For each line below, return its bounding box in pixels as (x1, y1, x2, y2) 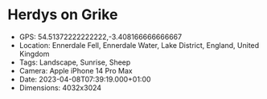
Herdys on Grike (7, 6, 118, 24)
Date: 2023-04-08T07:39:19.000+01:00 (18, 74, 151, 84)
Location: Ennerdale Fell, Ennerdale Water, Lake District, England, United (18, 40, 260, 49)
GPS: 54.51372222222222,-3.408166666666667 (18, 32, 183, 42)
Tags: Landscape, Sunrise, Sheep (18, 57, 131, 67)
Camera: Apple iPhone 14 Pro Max (18, 65, 133, 75)
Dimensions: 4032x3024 (18, 82, 102, 93)
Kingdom (18, 49, 50, 58)
